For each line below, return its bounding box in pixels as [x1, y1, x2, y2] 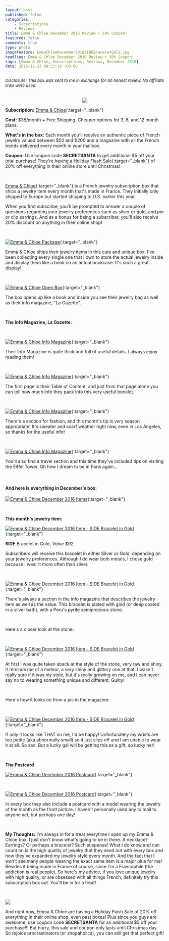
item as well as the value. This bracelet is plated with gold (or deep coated [5, 601, 160, 607]
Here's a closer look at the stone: [5, 626, 74, 632]
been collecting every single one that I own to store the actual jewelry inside [5, 254, 163, 260]
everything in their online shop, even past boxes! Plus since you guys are [5, 914, 157, 920]
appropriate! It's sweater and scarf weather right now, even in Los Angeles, [5, 424, 161, 430]
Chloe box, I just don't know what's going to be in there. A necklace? [5, 837, 148, 843]
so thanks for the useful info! [5, 429, 65, 435]
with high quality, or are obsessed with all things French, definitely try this [5, 874, 158, 880]
